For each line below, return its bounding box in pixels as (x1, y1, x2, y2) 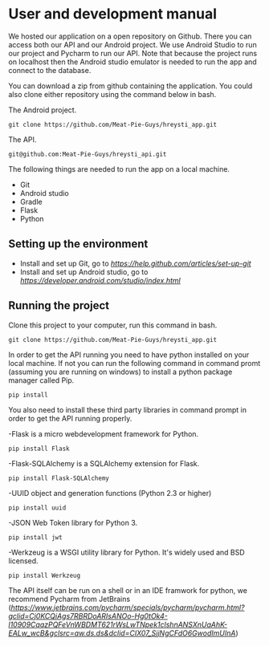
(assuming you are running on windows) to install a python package (8, 367, 233, 376)
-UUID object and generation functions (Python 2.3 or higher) (8, 488, 212, 498)
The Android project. (8, 105, 77, 115)
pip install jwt (8, 533, 63, 542)
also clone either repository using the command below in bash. (8, 89, 217, 99)
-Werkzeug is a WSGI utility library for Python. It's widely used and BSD (8, 547, 245, 557)
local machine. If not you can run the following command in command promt (8, 358, 261, 368)
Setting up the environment (8, 238, 149, 251)
